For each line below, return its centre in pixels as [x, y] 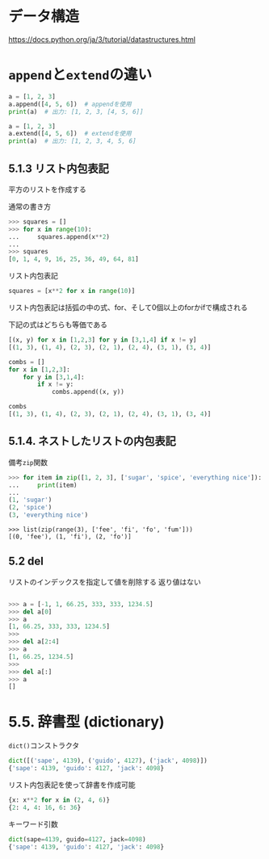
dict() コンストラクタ [44, 746]
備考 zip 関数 [28, 462]
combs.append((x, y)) [88, 392]
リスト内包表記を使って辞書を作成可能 [72, 785]
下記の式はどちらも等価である [58, 325]
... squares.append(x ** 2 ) [59, 237]
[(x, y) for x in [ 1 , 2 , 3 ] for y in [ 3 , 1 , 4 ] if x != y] [103, 340]
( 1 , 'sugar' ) [30, 500]
